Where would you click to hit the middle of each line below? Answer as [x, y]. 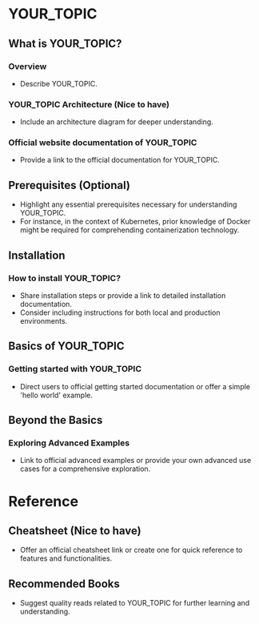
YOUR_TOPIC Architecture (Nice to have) [89, 104]
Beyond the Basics [56, 420]
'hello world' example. [56, 395]
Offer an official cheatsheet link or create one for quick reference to [131, 550]
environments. [44, 320]
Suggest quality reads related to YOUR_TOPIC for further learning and [135, 603]
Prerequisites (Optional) [69, 185]
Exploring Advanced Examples [69, 443]
